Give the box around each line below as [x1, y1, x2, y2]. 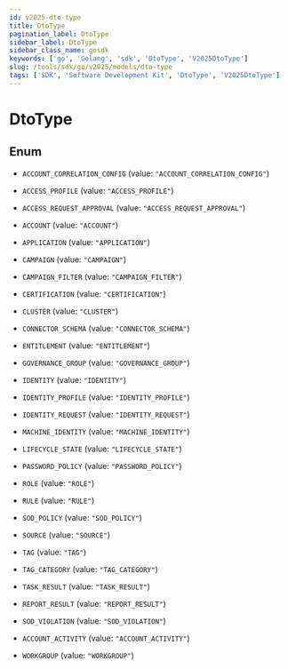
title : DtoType [9, 21, 66, 30]
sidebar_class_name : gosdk [9, 46, 109, 55]
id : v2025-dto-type [9, 12, 82, 22]
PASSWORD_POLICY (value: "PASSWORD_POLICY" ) [21, 460, 182, 471]
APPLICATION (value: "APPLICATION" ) [21, 236, 151, 247]
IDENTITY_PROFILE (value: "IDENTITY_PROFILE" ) [21, 392, 190, 402]
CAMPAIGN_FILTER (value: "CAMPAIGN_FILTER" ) [21, 271, 182, 282]
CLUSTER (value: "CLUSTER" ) [21, 306, 118, 316]
